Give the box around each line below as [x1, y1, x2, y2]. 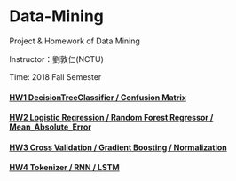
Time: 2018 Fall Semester [9, 71, 102, 82]
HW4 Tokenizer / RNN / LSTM [9, 162, 120, 173]
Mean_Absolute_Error [9, 122, 91, 132]
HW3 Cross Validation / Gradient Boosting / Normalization [9, 142, 228, 153]
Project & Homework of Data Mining [9, 35, 140, 46]
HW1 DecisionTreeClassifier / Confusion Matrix [9, 91, 186, 103]
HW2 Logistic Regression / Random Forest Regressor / [9, 113, 214, 123]
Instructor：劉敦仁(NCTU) [9, 53, 105, 64]
